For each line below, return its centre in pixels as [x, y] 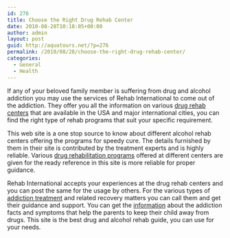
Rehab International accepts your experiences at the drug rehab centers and [115, 183]
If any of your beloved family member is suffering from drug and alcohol [109, 91]
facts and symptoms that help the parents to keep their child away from [108, 212]
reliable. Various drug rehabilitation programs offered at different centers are [115, 155]
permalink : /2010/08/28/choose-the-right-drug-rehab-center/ [96, 52]
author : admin [27, 33]
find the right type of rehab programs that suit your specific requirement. [110, 120]
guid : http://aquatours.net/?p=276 [58, 45]
